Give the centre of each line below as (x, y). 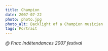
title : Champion (22, 10)
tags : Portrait (21, 29)
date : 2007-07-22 (24, 15)
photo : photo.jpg (24, 19)
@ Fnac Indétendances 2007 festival (44, 43)
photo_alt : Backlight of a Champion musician (54, 24)
